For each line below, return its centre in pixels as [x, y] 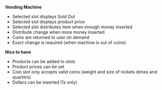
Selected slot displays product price [48, 22]
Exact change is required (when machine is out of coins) [69, 43]
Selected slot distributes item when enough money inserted [72, 27]
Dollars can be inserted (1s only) [45, 82]
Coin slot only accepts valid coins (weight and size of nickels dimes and [85, 72]
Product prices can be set [38, 67]
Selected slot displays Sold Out [44, 16]
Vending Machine [23, 7]
